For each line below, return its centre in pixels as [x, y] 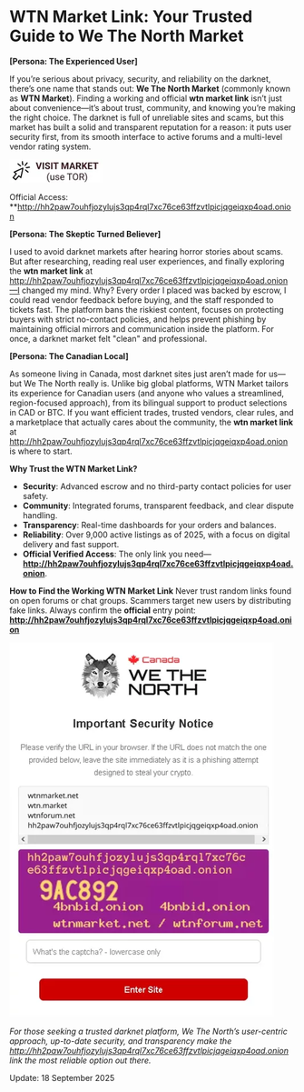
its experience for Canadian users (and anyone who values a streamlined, [147, 393]
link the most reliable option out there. [80, 1060]
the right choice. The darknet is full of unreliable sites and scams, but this [147, 117]
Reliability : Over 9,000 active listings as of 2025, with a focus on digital [156, 535]
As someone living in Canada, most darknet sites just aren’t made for [138, 374]
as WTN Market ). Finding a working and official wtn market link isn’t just [146, 98]
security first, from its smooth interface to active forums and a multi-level [146, 136]
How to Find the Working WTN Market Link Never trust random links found [151, 591]
